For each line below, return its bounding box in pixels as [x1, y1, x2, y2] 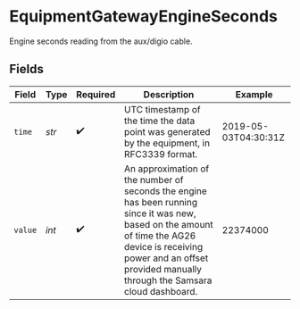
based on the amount [123, 218, 214, 230]
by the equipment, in [123, 137, 211, 149]
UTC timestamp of [123, 103, 201, 115]
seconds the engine [123, 185, 207, 197]
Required [75, 88, 116, 100]
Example [235, 88, 274, 100]
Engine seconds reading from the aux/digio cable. [9, 36, 194, 46]
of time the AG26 [123, 230, 196, 242]
